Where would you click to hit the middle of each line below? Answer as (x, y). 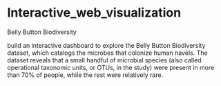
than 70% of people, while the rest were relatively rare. (85, 75)
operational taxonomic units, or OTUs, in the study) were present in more (111, 67)
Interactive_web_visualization (94, 13)
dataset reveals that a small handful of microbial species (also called (104, 60)
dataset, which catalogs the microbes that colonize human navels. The (108, 53)
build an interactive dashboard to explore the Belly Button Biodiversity (106, 45)
